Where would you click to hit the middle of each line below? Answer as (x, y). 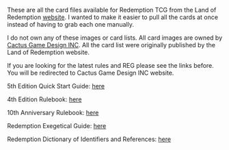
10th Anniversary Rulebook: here (53, 113)
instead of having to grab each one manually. (71, 24)
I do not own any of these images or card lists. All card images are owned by (115, 38)
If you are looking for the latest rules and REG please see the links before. (110, 65)
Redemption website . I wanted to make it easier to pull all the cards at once (113, 17)
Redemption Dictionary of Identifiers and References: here (89, 139)
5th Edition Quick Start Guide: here (56, 86)
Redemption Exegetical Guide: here (57, 126)
